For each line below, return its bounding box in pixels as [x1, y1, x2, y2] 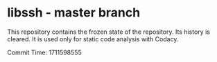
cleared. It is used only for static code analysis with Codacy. [7, 34, 179, 43]
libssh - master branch [7, 5, 141, 21]
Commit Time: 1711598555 [7, 48, 82, 56]
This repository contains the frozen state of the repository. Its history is [7, 28, 210, 36]
